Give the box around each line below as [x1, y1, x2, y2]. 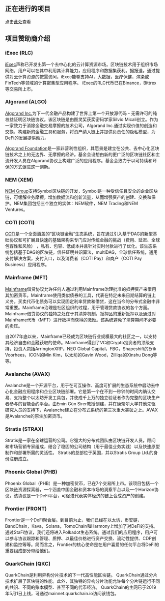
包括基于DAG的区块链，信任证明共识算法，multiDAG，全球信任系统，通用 [9, 249, 158, 255]
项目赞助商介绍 [5, 34, 51, 43]
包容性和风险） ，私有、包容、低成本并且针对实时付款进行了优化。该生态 [5, 243, 153, 249]
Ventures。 [5, 207, 28, 212]
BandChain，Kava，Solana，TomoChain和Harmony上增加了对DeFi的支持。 [5, 523, 158, 529]
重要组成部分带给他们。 [5, 547, 53, 553]
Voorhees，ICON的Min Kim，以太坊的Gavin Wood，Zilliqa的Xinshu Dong [5, 352, 153, 358]
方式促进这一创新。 [13, 164, 53, 170]
